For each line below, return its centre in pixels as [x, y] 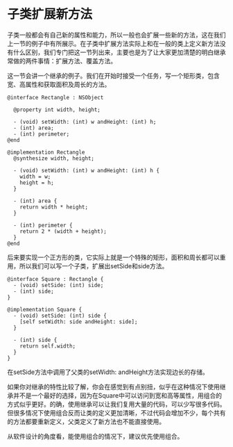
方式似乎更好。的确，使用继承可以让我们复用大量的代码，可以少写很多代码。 [116, 404]
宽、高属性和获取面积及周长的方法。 [59, 84]
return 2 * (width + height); [63, 231]
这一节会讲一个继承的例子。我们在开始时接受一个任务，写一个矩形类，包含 [113, 75]
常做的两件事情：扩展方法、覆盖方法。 [62, 60]
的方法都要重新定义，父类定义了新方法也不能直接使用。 [86, 421]
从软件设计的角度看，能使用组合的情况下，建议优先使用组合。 [95, 436]
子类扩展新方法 [50, 14]
